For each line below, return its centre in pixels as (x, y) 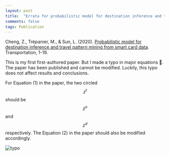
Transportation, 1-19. (27, 53)
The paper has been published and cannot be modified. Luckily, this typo (81, 68)
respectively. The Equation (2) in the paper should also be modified (75, 133)
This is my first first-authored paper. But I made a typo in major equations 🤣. (84, 62)
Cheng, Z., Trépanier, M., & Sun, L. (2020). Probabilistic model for (73, 42)
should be (16, 99)
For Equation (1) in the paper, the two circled (51, 83)
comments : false (22, 21)
